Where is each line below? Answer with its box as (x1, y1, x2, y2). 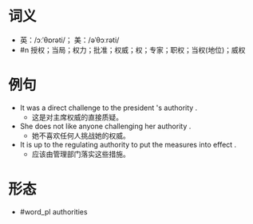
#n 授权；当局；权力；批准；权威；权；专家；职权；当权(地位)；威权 (19, 45, 246, 54)
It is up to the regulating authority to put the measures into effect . (19, 140, 237, 149)
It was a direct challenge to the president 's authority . (19, 103, 198, 112)
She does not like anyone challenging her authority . (19, 121, 192, 131)
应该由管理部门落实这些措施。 (31, 149, 130, 159)
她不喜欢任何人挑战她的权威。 (31, 131, 130, 140)
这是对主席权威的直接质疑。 (31, 112, 124, 122)
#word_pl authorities (19, 206, 88, 216)
